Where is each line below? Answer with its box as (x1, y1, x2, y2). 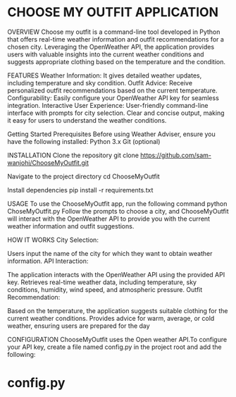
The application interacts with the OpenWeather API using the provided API (7, 270, 225, 279)
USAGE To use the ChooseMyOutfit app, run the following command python (7, 199, 228, 208)
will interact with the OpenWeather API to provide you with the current (7, 214, 210, 223)
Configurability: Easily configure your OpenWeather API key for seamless (7, 93, 220, 102)
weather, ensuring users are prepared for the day (7, 322, 150, 330)
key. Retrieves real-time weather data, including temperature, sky (7, 278, 197, 286)
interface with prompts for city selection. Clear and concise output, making (7, 109, 225, 117)
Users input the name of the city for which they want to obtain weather (7, 249, 213, 257)
